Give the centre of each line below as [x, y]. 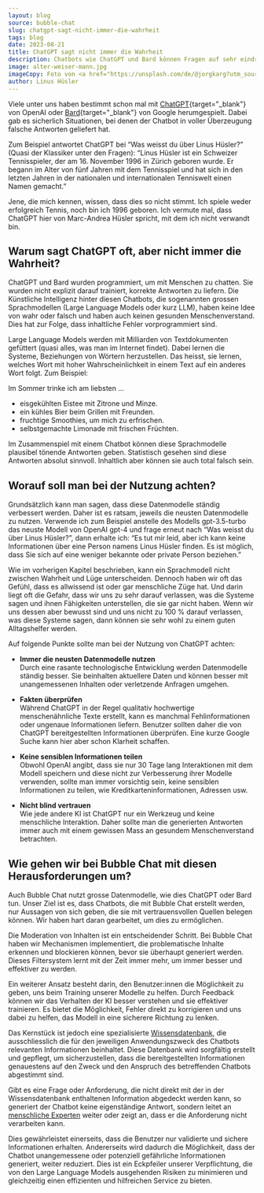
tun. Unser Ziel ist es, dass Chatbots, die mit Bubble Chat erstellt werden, [126, 903]
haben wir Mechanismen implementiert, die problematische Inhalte [116, 943]
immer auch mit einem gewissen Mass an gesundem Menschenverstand [136, 831]
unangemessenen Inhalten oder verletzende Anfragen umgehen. [124, 684]
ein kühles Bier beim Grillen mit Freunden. [87, 412]
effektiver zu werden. [42, 968]
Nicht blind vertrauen [55, 805]
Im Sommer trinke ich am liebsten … [66, 388]
